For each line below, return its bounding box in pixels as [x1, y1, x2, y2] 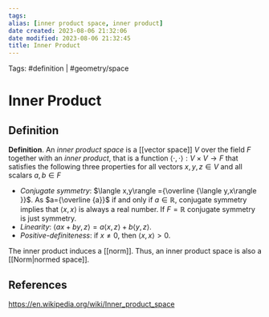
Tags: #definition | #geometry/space [8, 63, 129, 73]
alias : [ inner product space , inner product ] [8, 19, 163, 27]
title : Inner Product [8, 42, 81, 50]
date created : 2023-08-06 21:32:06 [8, 26, 128, 35]
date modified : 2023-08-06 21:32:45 [8, 34, 131, 43]
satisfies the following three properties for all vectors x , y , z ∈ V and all [8, 162, 243, 172]
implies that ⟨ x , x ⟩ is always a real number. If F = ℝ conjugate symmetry [19, 205, 255, 214]
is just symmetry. [19, 213, 77, 223]
